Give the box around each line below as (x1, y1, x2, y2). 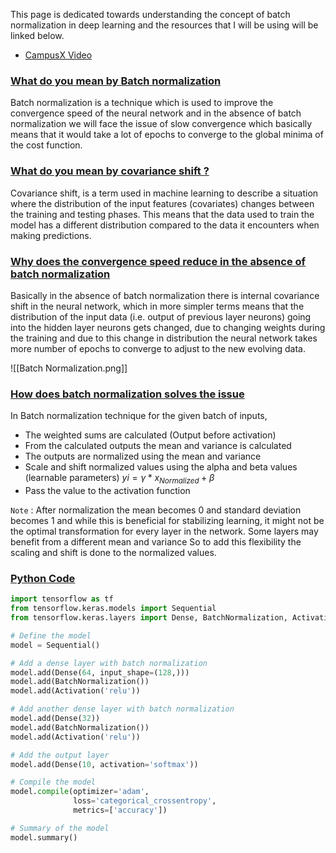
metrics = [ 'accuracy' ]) (73, 805, 168, 816)
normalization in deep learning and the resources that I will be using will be (10, 19, 319, 31)
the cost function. (10, 139, 83, 151)
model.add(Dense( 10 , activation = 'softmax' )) (10, 759, 199, 769)
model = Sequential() (10, 640, 101, 650)
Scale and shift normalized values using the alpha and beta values (24, 461, 298, 473)
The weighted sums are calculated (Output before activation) (24, 429, 277, 441)
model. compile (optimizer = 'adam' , (10, 787, 150, 797)
